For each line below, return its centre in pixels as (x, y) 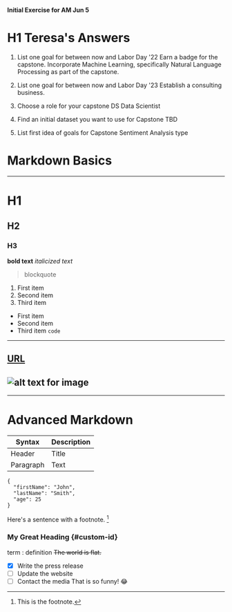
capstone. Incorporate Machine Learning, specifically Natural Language (119, 64)
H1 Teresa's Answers (69, 38)
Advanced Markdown (70, 420)
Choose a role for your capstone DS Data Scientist (89, 106)
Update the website (45, 573)
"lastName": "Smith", (45, 493)
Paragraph (28, 465)
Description (71, 442)
